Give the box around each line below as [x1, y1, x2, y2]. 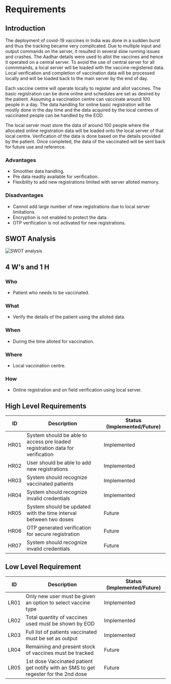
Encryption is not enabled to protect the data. [12, 214, 108, 220]
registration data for [26, 445, 74, 452]
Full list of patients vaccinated [25, 628, 97, 636]
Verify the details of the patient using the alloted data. [12, 314, 126, 320]
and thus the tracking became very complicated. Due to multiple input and [5, 43, 161, 49]
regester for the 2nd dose [25, 670, 88, 677]
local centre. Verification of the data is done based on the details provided [5, 133, 161, 139]
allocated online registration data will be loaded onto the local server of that [5, 128, 164, 134]
